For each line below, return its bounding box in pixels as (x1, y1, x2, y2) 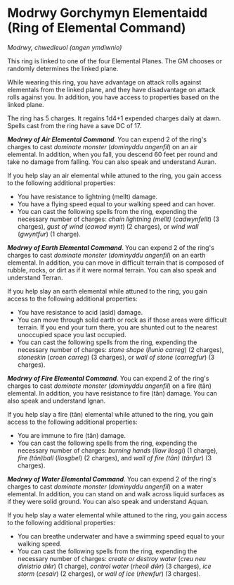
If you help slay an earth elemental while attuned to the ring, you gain (7, 287, 207, 295)
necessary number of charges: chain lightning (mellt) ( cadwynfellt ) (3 (17, 215, 220, 223)
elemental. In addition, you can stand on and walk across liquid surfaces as (7, 489, 225, 498)
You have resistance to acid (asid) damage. (17, 308, 143, 316)
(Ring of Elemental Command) (7, 20, 186, 36)
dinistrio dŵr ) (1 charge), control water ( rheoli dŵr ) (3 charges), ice (17, 562, 212, 570)
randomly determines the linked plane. (7, 64, 119, 73)
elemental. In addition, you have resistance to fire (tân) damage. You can (7, 389, 218, 397)
